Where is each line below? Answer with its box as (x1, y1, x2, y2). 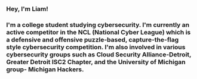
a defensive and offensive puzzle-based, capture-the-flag (6, 35, 179, 43)
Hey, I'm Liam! (6, 5, 49, 13)
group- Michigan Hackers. (6, 65, 84, 73)
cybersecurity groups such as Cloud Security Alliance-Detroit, (6, 50, 192, 58)
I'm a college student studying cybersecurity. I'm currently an (6, 20, 190, 29)
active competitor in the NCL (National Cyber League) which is (6, 28, 191, 36)
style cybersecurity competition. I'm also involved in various (6, 43, 186, 51)
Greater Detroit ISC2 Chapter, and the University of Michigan (6, 58, 186, 66)
